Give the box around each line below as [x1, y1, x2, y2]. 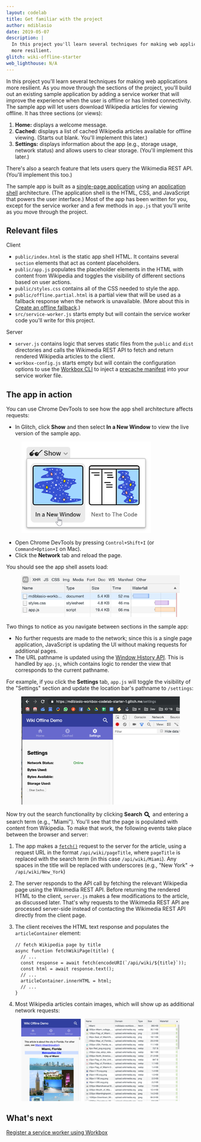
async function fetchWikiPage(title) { [14, 948, 115, 954]
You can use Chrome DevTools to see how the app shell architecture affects [6, 405, 193, 412]
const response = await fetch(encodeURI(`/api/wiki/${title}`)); [20, 960, 187, 966]
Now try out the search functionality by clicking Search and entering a [6, 811, 188, 818]
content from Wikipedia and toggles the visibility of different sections [14, 272, 185, 279]
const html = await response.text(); [20, 966, 115, 972]
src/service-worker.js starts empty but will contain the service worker [14, 310, 190, 318]
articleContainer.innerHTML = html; [20, 978, 112, 984]
